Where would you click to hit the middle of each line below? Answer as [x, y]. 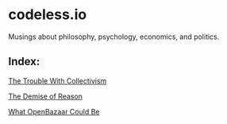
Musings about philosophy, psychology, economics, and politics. [114, 37]
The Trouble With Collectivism [58, 80]
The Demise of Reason [46, 96]
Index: [24, 62]
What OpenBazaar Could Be [54, 111]
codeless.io [48, 15]
